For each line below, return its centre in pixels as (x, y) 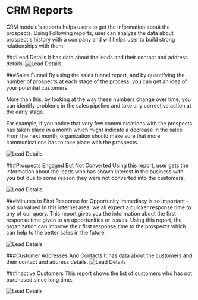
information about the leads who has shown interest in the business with (95, 171)
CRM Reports (40, 10)
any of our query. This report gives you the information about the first (91, 213)
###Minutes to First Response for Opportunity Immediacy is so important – (98, 201)
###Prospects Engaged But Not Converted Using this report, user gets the (98, 165)
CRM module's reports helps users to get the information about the (88, 27)
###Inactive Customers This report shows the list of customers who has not (99, 273)
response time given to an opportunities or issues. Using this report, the (94, 220)
